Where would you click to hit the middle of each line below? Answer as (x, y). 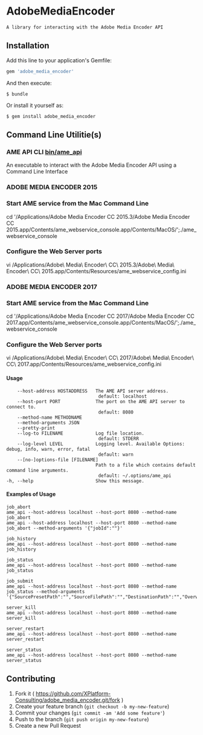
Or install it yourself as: (35, 105)
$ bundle (17, 94)
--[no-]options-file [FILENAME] (58, 460)
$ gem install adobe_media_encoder (51, 116)
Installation (28, 46)
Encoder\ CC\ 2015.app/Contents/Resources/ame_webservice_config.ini (96, 271)
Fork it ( (25, 693)
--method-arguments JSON (48, 423)
